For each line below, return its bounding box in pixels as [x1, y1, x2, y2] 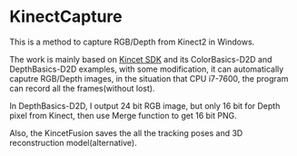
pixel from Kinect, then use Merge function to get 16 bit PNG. [9, 110, 238, 121]
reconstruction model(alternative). [9, 137, 138, 148]
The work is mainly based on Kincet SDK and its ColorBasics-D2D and [9, 54, 272, 64]
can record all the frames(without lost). [9, 83, 155, 93]
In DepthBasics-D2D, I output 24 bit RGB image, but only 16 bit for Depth [9, 100, 281, 111]
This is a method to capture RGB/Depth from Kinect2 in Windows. [9, 36, 255, 47]
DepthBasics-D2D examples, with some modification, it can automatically [9, 63, 284, 74]
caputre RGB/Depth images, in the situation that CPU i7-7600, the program [9, 73, 289, 83]
